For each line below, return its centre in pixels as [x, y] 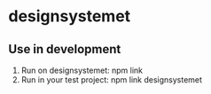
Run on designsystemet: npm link [82, 70]
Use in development [65, 49]
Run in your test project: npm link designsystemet [112, 80]
